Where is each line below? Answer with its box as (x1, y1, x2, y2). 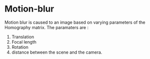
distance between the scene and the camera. (11, 49, 102, 55)
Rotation (11, 44, 29, 50)
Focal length (11, 39, 37, 44)
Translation (11, 34, 34, 40)
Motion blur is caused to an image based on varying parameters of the (4, 19, 146, 25)
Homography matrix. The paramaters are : (4, 24, 89, 30)
